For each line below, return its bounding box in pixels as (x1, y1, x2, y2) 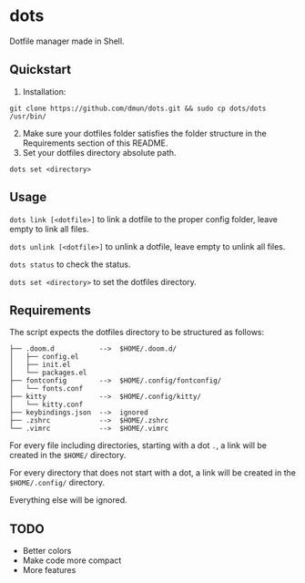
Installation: (22, 86, 66, 97)
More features (22, 565, 76, 576)
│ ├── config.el (9, 353, 79, 362)
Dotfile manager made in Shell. (9, 36, 125, 46)
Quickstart (9, 62, 72, 77)
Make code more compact (22, 555, 122, 566)
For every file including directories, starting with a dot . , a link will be (9, 440, 267, 451)
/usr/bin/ (9, 111, 47, 121)
